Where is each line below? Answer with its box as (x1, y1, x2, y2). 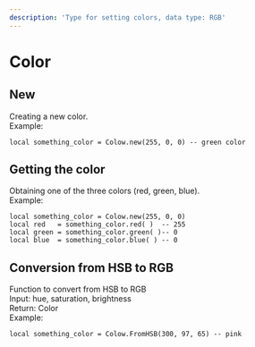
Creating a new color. (9, 111, 89, 122)
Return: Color (9, 303, 59, 314)
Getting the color (9, 162, 106, 177)
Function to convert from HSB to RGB (9, 284, 147, 295)
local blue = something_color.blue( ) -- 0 (9, 236, 178, 245)
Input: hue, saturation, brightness (9, 293, 132, 304)
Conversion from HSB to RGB (9, 260, 174, 275)
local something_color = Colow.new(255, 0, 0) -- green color (9, 138, 246, 147)
